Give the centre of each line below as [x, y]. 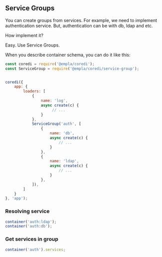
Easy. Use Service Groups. [32, 45]
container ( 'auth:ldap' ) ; [31, 222]
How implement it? [24, 35]
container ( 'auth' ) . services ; [35, 249]
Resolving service [27, 211]
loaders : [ [34, 91]
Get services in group [32, 239]
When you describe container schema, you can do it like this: [68, 55]
